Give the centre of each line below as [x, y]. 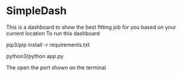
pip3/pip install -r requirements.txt [48, 45]
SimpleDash [36, 11]
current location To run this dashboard [53, 33]
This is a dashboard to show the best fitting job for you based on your [91, 27]
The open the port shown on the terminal [56, 67]
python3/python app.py [35, 56]
